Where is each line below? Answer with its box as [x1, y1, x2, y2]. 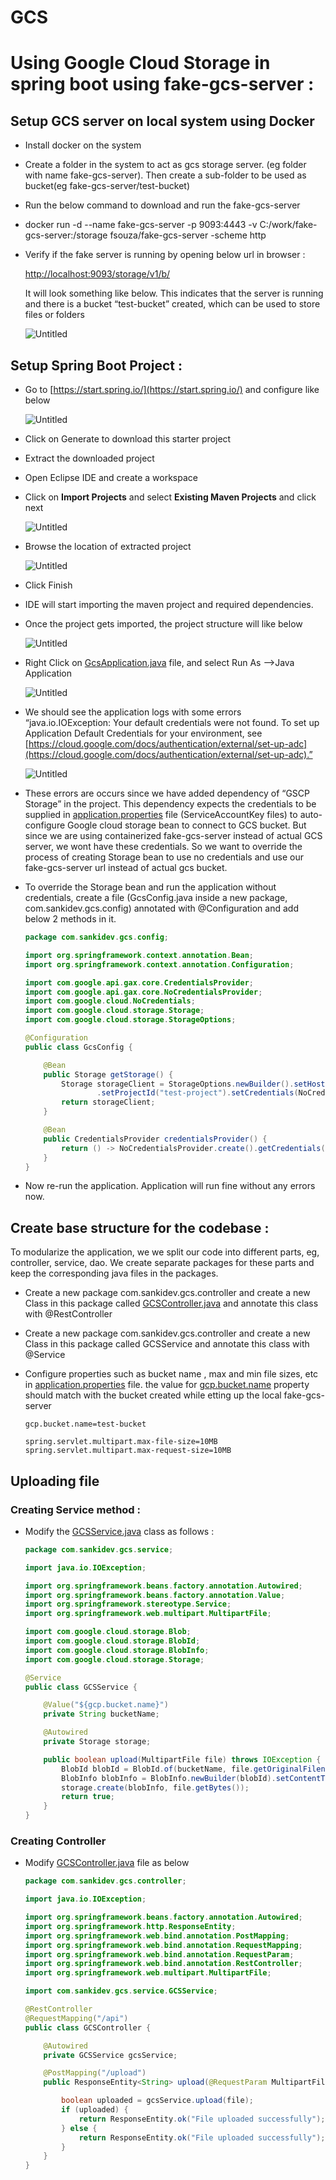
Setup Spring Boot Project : [10, 357, 183, 374]
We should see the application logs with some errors [24, 706, 242, 718]
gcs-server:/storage [24, 229, 108, 241]
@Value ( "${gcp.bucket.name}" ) [43, 1700, 169, 1710]
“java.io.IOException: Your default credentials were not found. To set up [24, 717, 320, 728]
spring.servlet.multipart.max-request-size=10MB [24, 1446, 232, 1456]
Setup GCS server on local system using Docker [10, 112, 315, 130]
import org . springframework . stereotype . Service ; [24, 1599, 232, 1610]
